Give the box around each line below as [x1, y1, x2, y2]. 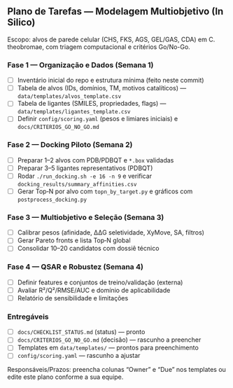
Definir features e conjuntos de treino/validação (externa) [17, 278, 183, 286]
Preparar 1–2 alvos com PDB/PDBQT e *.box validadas [17, 155, 174, 164]
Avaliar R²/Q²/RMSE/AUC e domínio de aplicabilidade [17, 286, 171, 294]
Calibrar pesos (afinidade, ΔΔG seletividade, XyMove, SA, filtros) [17, 228, 205, 237]
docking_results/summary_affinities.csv [17, 181, 137, 188]
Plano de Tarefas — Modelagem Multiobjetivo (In [7, 6, 224, 18]
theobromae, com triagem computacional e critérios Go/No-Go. [7, 42, 190, 51]
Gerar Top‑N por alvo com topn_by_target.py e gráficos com [17, 187, 193, 195]
